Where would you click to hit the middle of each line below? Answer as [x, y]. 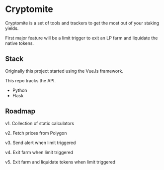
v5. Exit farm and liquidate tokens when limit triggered [60, 162]
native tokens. [19, 43]
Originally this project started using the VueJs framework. [64, 71]
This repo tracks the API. [31, 80]
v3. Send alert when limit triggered [41, 143]
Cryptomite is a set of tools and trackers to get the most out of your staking [82, 23]
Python [20, 90]
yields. [12, 28]
